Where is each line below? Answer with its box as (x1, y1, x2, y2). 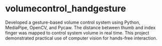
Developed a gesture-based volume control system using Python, (5, 19, 140, 25)
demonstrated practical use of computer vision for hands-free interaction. (5, 35, 157, 41)
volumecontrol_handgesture (5, 3, 126, 14)
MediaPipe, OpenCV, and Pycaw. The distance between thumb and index (5, 24, 156, 30)
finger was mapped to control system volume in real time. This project (5, 30, 149, 36)
